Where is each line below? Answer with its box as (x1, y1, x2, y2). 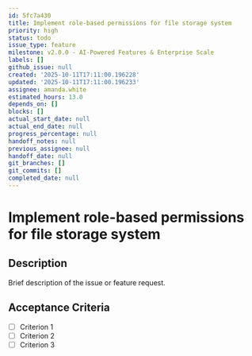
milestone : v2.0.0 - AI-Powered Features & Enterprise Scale (8, 48, 215, 56)
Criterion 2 (19, 331, 55, 340)
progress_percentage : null (8, 130, 97, 137)
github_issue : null (8, 64, 73, 72)
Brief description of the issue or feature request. (8, 277, 166, 287)
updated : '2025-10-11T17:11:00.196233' (8, 78, 140, 86)
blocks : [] (8, 108, 44, 116)
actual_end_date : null (8, 122, 83, 130)
